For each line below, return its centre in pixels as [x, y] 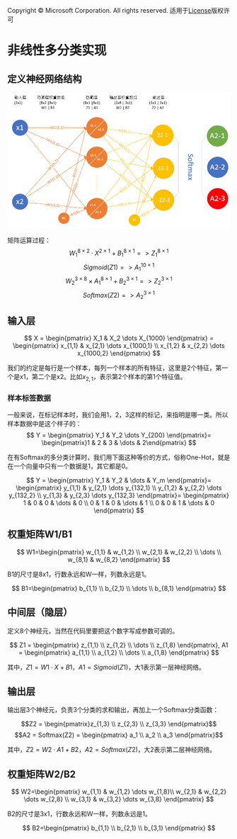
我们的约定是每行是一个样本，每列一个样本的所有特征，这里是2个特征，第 [115, 368]
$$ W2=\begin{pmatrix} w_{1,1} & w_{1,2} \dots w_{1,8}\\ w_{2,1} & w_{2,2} [119, 792]
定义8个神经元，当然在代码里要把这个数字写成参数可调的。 [93, 631]
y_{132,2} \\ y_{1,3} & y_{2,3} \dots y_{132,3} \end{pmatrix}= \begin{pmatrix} [119, 495]
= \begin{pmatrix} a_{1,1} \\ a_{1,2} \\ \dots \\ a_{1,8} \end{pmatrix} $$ [119, 652]
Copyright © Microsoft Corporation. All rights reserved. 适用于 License [109, 10]
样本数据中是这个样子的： [45, 424]
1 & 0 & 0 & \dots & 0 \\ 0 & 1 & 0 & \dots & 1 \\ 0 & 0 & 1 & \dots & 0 [119, 503]
